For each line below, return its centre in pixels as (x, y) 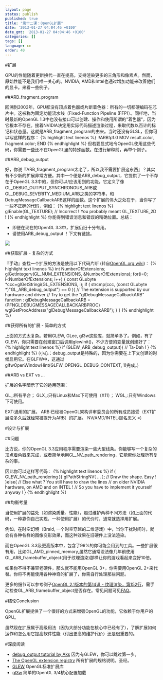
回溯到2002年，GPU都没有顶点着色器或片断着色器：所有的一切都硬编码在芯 (81, 107)
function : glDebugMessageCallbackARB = (48, 300)
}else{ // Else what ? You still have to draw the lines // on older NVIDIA (75, 482)
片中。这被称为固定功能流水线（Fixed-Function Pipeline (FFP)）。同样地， (78, 113)
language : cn (18, 46)
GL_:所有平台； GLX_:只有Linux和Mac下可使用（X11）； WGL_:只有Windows (80, 395)
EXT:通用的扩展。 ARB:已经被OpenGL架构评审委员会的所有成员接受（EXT (79, 412)
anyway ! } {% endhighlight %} (36, 492)
